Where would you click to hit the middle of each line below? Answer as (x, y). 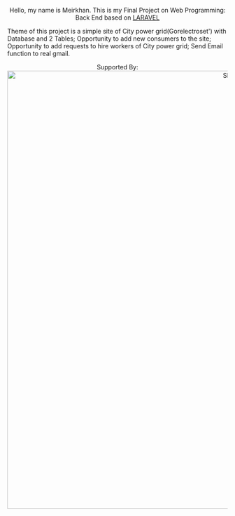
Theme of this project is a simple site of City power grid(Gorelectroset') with (117, 31)
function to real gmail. (39, 53)
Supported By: (117, 67)
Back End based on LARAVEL (117, 18)
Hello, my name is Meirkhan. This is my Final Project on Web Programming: (117, 10)
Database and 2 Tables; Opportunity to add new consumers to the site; (109, 39)
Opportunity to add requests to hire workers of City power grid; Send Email (115, 46)
